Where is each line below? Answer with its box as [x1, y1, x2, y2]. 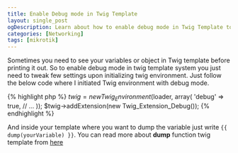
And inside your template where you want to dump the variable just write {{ [7, 123, 228, 131]
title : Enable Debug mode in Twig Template [7, 10, 138, 18]
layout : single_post [7, 17, 69, 24]
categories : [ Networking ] [7, 30, 84, 38]
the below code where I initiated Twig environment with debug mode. [7, 79, 210, 87]
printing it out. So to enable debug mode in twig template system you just [7, 64, 221, 72]
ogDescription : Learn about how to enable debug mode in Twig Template [7, 23, 223, 30]
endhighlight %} [7, 109, 55, 118]
